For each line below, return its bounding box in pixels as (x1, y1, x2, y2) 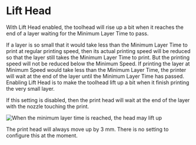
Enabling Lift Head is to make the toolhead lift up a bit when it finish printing (6, 78, 190, 86)
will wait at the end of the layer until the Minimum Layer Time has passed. (6, 72, 184, 80)
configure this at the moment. (6, 131, 78, 139)
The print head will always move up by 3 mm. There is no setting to (6, 126, 169, 133)
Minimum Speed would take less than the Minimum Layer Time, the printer (6, 66, 187, 73)
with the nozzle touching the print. (6, 103, 89, 110)
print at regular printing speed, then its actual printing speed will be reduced (6, 47, 191, 54)
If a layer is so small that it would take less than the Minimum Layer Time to (6, 41, 188, 48)
